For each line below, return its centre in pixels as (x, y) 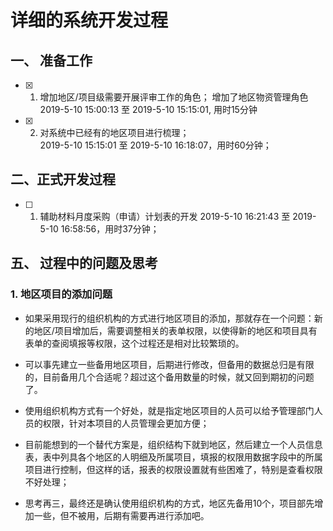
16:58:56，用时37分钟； (110, 228)
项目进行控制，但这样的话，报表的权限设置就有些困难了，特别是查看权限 (173, 469)
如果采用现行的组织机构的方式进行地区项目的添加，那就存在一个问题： (169, 318)
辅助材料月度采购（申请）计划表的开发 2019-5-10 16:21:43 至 (165, 216)
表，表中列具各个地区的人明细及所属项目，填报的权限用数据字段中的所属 (173, 457)
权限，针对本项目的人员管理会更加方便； (126, 423)
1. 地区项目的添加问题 (61, 294)
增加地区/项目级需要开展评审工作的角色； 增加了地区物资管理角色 (174, 97)
